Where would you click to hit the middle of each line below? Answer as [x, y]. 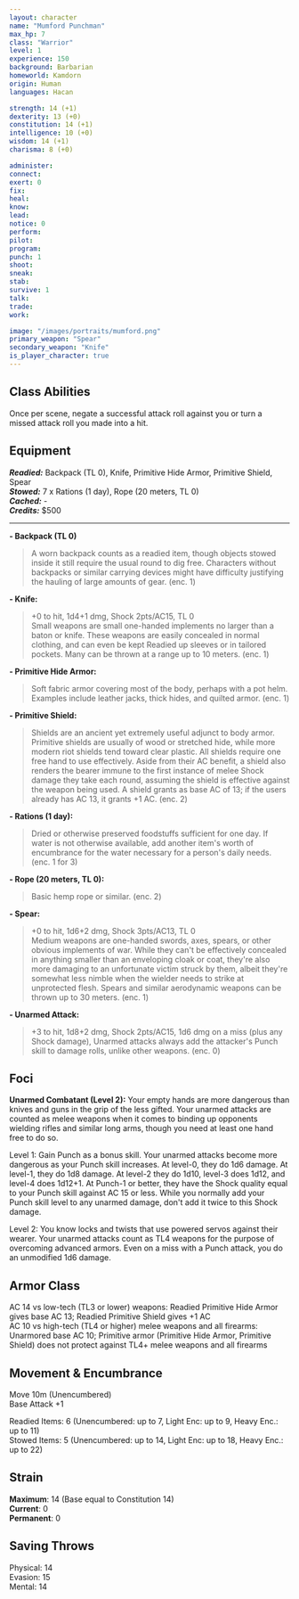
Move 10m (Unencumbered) [61, 1394]
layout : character [43, 17]
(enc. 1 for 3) [54, 862]
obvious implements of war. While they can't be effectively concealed [159, 949]
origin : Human [36, 84]
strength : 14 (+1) [43, 108]
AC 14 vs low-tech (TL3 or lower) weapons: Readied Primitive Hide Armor [144, 1308]
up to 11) [24, 1431]
